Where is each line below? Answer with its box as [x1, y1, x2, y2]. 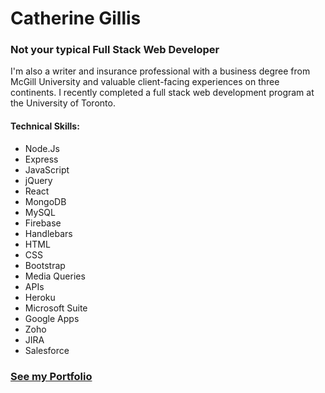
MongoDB [24, 195, 67, 207]
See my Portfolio [10, 369, 93, 383]
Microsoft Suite [24, 302, 88, 314]
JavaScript [24, 163, 70, 176]
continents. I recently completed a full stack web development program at [10, 87, 315, 99]
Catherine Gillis [10, 7, 142, 30]
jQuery [24, 174, 53, 186]
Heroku [24, 291, 56, 303]
